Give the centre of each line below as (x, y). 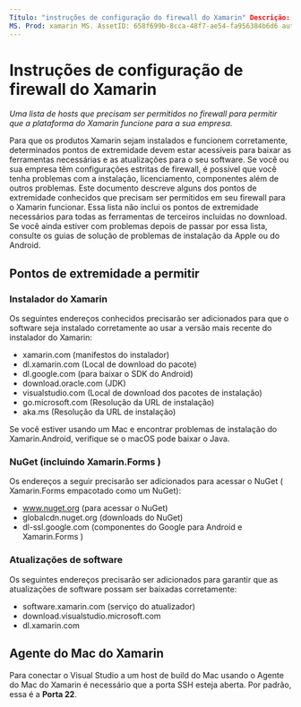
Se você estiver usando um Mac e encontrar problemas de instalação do (143, 430)
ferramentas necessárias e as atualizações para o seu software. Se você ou (149, 160)
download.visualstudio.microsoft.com (91, 616)
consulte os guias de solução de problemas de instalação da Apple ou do (145, 236)
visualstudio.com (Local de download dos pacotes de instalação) (142, 393)
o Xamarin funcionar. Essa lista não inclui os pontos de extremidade (134, 208)
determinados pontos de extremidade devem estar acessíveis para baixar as (150, 150)
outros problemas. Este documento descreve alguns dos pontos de (133, 188)
